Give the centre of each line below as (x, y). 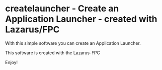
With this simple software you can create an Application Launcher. (73, 43)
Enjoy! (12, 62)
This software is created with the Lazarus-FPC (53, 53)
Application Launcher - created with (81, 19)
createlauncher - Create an (62, 9)
